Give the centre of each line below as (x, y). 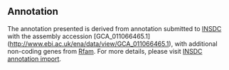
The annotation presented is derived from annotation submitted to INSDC (114, 28)
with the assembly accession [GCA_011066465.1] (79, 36)
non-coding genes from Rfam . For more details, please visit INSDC (105, 51)
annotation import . (34, 59)
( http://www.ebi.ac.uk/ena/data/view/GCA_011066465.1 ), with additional (113, 43)
